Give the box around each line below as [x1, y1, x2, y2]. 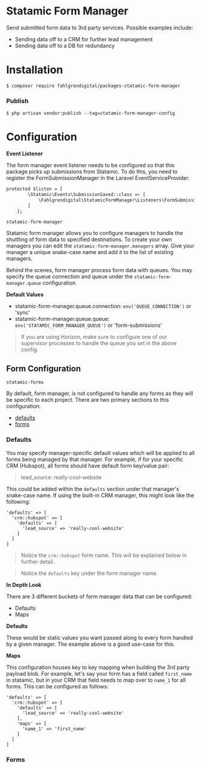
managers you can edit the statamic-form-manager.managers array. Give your [6, 242, 194, 249]
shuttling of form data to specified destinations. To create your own [6, 236, 172, 243]
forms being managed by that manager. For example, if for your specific [6, 456, 184, 463]
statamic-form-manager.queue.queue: [14, 315, 110, 323]
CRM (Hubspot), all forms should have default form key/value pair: [6, 462, 169, 469]
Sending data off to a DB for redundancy [14, 42, 115, 49]
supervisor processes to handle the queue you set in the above [20, 340, 177, 347]
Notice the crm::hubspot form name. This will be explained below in [20, 552, 187, 559]
